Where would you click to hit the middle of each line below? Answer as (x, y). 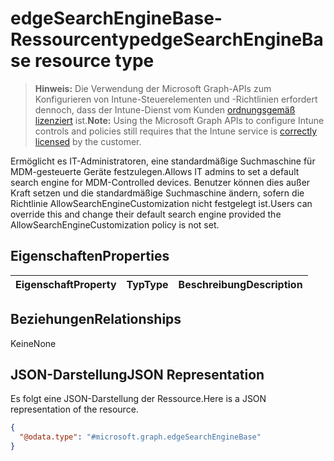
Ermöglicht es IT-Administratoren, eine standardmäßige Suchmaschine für (163, 161)
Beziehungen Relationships (96, 319)
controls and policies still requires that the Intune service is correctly (176, 131)
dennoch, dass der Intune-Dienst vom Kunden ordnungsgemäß (165, 109)
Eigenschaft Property (66, 284)
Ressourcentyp (75, 39)
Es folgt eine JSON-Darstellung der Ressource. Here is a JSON (138, 399)
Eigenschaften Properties (90, 256)
